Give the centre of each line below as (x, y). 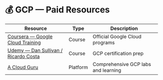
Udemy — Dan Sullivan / (35, 50)
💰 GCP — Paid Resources (57, 10)
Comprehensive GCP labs (122, 64)
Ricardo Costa (24, 56)
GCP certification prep (118, 53)
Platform (78, 67)
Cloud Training (24, 42)
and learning (107, 70)
